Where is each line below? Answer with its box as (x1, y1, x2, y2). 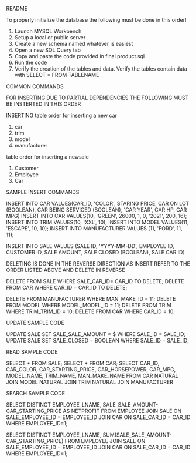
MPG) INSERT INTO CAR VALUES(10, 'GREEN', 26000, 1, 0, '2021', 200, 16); (6, 213, 187, 219)
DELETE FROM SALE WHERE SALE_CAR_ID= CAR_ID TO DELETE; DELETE (6, 278, 184, 284)
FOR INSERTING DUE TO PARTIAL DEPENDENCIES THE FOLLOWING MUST (6, 94, 189, 101)
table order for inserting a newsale (6, 153, 90, 160)
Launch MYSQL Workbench (14, 28, 82, 35)
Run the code (14, 59, 47, 66)
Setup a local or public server (14, 34, 86, 41)
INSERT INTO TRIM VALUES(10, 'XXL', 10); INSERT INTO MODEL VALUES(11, (6, 219, 189, 226)
